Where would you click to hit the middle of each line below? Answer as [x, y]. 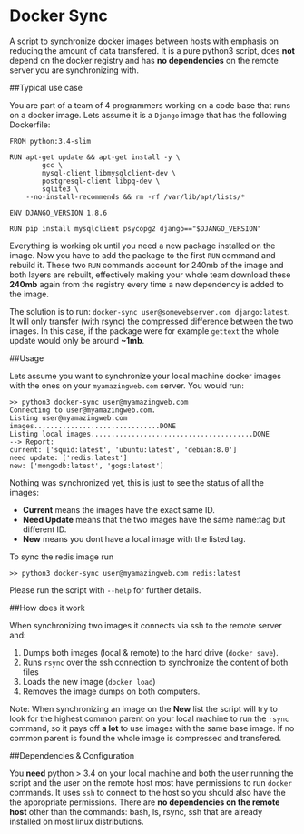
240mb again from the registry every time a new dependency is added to [147, 284]
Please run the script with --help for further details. [105, 590]
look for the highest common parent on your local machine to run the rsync [149, 718]
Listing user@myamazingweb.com [69, 418]
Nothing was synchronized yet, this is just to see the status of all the [137, 482]
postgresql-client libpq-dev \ [101, 181]
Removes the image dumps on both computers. [111, 691]
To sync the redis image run [62, 557]
